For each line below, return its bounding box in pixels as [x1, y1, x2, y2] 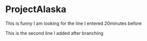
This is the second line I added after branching [5, 30, 103, 36]
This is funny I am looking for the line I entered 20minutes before [5, 20, 142, 26]
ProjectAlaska [5, 4, 67, 15]
